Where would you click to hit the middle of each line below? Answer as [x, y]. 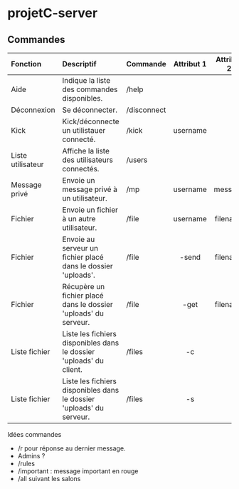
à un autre [79, 219]
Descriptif [80, 64]
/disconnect [146, 110]
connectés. [81, 169]
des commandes [90, 89]
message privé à [90, 189]
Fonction [26, 64]
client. [73, 369]
